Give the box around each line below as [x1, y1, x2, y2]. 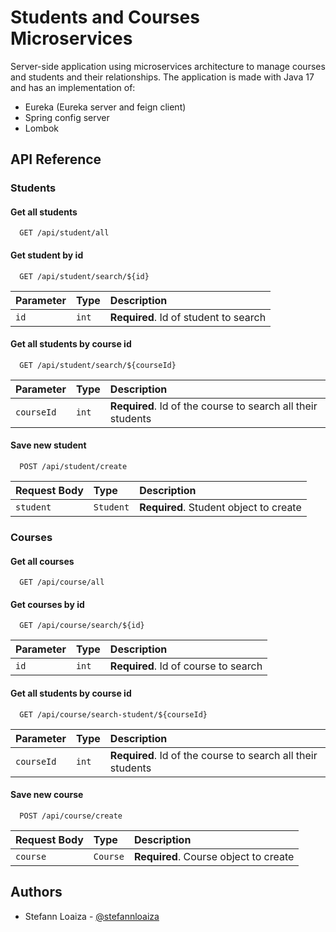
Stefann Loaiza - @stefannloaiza [24, 910, 160, 922]
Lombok [24, 122, 60, 134]
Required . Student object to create [139, 501, 302, 515]
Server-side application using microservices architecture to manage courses [10, 60, 326, 72]
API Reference [10, 151, 102, 168]
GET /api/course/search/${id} [19, 621, 145, 631]
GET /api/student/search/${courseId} [19, 360, 177, 370]
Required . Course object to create [133, 849, 295, 863]
